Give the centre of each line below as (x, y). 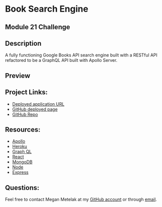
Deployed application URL (38, 104)
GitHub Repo (25, 114)
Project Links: (26, 92)
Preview (18, 76)
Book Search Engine (47, 9)
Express (20, 172)
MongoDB (22, 162)
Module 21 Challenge (38, 27)
